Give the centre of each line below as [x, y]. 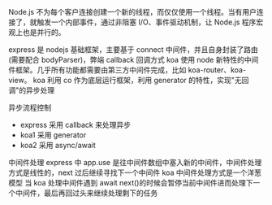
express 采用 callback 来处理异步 [76, 125]
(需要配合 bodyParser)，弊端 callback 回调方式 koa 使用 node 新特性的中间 [134, 60]
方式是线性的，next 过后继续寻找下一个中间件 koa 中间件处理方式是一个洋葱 [135, 172]
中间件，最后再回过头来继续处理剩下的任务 [86, 193]
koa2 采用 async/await [58, 145]
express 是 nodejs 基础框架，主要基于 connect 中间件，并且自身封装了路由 [133, 50]
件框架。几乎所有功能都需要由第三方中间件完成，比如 [97, 70]
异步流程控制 [30, 107]
